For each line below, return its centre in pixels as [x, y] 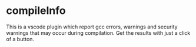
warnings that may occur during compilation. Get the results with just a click [98, 32]
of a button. [20, 39]
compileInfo [36, 11]
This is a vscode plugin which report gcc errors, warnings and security [92, 27]
